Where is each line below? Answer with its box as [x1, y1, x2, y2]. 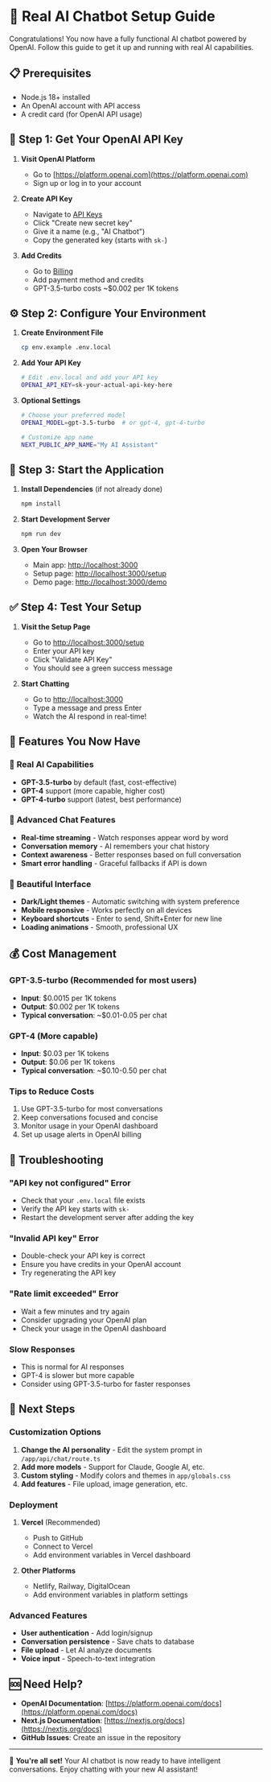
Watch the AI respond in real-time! [32, 712, 147, 721]
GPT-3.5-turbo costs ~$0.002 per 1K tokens [32, 283, 179, 293]
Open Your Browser [20, 545, 88, 555]
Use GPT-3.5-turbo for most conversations [20, 1104, 163, 1114]
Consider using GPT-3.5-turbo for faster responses [20, 1380, 191, 1389]
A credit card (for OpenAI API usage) [20, 109, 143, 119]
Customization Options [9, 1426, 101, 1438]
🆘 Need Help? [9, 1677, 84, 1691]
